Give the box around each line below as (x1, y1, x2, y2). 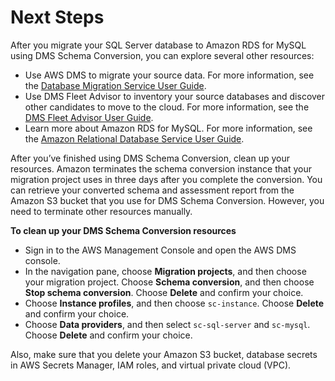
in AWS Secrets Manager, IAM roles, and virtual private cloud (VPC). (10, 359, 292, 371)
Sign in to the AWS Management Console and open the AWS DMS (24, 244, 297, 256)
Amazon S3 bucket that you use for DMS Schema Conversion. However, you (10, 194, 325, 206)
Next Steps (10, 6, 105, 29)
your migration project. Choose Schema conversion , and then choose (24, 276, 315, 288)
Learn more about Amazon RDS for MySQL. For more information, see (24, 122, 313, 134)
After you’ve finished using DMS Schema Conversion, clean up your (10, 152, 290, 164)
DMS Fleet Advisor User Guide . (24, 111, 154, 123)
